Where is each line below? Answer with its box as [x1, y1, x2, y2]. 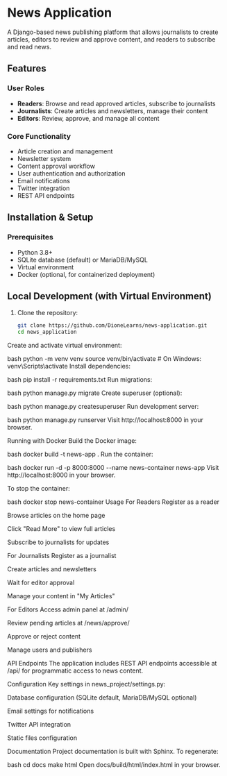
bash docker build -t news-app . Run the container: [7, 450, 154, 459]
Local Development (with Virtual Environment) [7, 290, 212, 302]
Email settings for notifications [7, 707, 94, 716]
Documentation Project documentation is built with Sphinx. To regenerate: [7, 748, 219, 756]
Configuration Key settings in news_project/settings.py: [7, 680, 166, 689]
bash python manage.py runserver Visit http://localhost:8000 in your [7, 416, 203, 424]
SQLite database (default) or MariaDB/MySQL [17, 255, 148, 264]
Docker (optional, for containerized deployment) [17, 270, 155, 278]
